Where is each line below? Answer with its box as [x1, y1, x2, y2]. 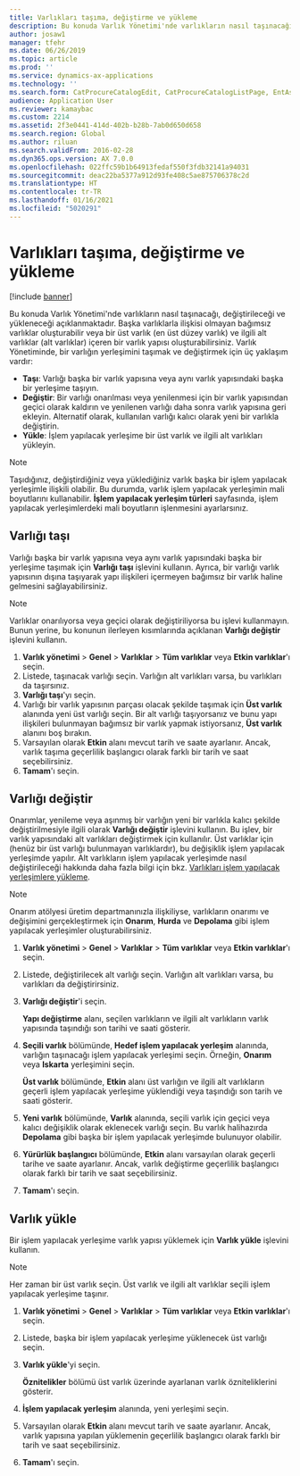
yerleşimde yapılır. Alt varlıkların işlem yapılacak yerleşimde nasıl [9, 853, 247, 863]
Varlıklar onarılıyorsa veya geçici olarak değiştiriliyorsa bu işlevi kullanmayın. [9, 615, 290, 626]
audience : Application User [9, 96, 114, 105]
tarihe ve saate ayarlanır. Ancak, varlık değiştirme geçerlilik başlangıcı [21, 1158, 279, 1170]
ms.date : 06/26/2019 [9, 46, 87, 55]
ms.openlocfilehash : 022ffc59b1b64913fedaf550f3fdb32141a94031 [9, 163, 250, 171]
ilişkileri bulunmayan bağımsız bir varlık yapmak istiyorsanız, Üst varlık [21, 718, 283, 729]
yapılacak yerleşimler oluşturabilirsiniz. [9, 925, 152, 936]
